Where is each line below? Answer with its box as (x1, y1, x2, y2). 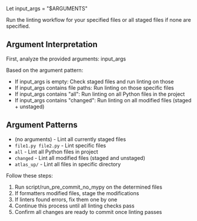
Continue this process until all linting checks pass (14, 202, 135, 209)
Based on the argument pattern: (6, 66, 84, 73)
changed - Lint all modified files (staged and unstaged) (14, 154, 146, 161)
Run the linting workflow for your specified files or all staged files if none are (6, 16, 191, 23)
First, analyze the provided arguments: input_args (6, 55, 126, 62)
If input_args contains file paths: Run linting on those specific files (14, 84, 175, 91)
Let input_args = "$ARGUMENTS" (6, 5, 88, 12)
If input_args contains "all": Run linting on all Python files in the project (14, 91, 185, 98)
